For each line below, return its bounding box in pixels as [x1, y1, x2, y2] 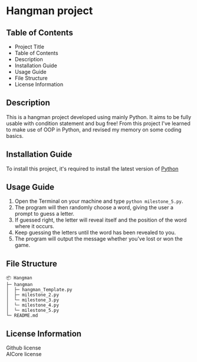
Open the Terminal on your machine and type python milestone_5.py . [14, 198, 183, 205]
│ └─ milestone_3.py [6, 297, 60, 303]
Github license [6, 344, 41, 351]
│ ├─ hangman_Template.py [6, 287, 73, 293]
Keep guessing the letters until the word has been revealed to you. [14, 229, 176, 236]
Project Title [14, 43, 44, 50]
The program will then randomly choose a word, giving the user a [14, 204, 174, 211]
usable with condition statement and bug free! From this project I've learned [6, 120, 191, 127]
